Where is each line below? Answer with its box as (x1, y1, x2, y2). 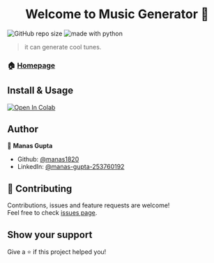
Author (7, 123, 38, 135)
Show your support (7, 229, 93, 241)
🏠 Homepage (7, 61, 56, 70)
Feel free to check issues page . (7, 209, 98, 217)
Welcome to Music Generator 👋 (25, 6, 209, 22)
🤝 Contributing (7, 182, 72, 194)
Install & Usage (7, 85, 74, 97)
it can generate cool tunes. (24, 42, 102, 51)
